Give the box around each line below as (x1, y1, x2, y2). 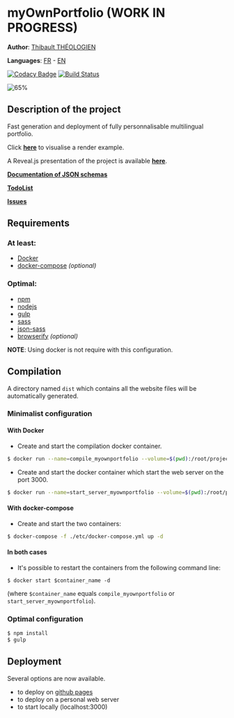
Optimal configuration (7, 614, 84, 624)
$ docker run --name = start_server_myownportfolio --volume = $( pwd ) (7, 488, 204, 496)
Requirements (7, 218, 70, 230)
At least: (7, 239, 37, 248)
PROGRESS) (7, 20, 78, 36)
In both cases (7, 548, 47, 556)
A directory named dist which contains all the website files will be (7, 384, 197, 392)
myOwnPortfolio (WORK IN (7, 5, 166, 21)
